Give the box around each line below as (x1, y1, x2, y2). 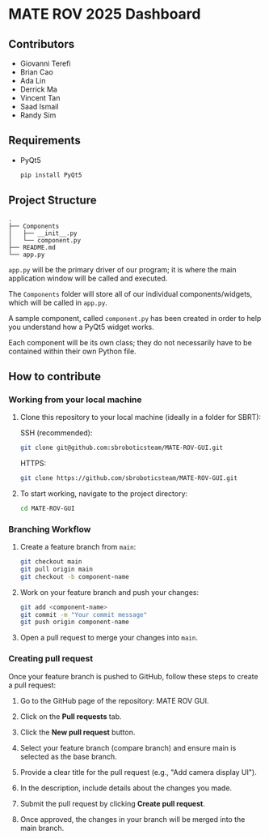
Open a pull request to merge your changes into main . (19, 633, 198, 643)
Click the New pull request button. (19, 727, 136, 737)
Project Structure (8, 194, 97, 208)
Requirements (8, 134, 81, 148)
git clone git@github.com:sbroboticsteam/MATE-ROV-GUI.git (19, 443, 224, 452)
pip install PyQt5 (19, 171, 82, 179)
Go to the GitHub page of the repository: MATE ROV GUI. (19, 696, 209, 705)
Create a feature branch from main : (19, 542, 137, 552)
